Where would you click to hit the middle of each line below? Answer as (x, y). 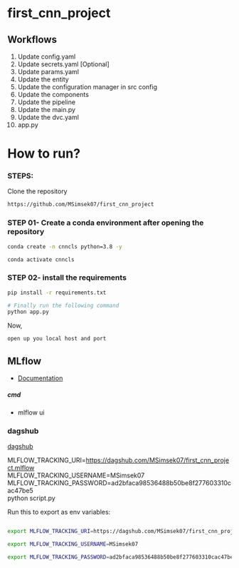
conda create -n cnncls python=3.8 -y (65, 247)
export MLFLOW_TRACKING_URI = (51, 532)
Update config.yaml (47, 56)
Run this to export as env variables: (59, 512)
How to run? (44, 154)
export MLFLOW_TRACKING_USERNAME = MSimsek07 (73, 544)
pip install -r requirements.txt (57, 293)
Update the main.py (47, 110)
